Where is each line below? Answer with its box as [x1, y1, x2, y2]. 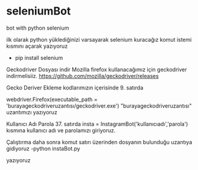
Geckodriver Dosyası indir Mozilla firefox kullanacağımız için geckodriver [6, 65, 187, 73]
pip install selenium [14, 54, 63, 61]
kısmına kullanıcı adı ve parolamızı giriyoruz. [6, 126, 116, 134]
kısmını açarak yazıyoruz [6, 42, 68, 50]
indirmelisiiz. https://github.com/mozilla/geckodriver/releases [6, 72, 159, 79]
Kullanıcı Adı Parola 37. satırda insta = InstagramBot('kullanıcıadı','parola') [6, 120, 188, 128]
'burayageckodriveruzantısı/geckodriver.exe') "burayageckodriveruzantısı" [6, 102, 192, 110]
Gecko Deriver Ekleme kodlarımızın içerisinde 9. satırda [6, 83, 144, 91]
